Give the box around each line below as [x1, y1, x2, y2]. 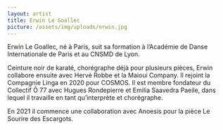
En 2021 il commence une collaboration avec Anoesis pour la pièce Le [7, 107, 210, 116]
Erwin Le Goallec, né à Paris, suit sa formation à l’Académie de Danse [7, 43, 208, 51]
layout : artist [7, 10, 52, 18]
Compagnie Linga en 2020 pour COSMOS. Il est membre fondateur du [7, 79, 211, 87]
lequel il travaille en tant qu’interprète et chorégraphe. [7, 93, 163, 102]
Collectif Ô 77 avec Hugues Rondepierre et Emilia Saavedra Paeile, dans [7, 86, 216, 95]
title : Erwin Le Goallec [7, 17, 80, 24]
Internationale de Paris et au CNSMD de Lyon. [7, 50, 140, 58]
